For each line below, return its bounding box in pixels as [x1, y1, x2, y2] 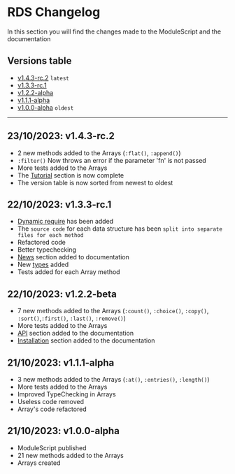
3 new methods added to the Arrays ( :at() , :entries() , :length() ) [17, 375, 210, 383]
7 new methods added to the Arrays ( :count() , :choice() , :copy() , [17, 307, 209, 315]
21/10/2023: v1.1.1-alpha [7, 357, 115, 368]
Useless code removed [17, 398, 85, 405]
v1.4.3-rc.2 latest [17, 73, 70, 82]
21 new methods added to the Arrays [17, 451, 124, 459]
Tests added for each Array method [17, 268, 120, 276]
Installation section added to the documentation [17, 336, 155, 345]
